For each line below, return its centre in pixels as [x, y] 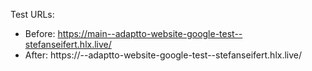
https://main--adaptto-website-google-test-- [150, 33]
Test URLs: [32, 14]
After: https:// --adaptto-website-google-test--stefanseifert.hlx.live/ [163, 55]
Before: [40, 33]
